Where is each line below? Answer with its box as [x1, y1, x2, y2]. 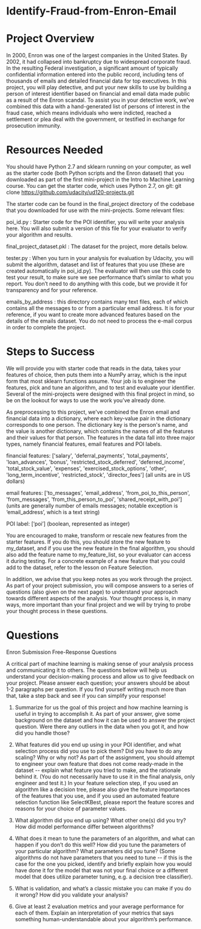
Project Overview [6, 32, 95, 46]
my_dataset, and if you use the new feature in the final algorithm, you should [6, 545, 195, 551]
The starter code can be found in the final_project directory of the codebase [6, 200, 195, 208]
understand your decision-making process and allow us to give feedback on [6, 673, 194, 680]
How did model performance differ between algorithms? [14, 823, 154, 830]
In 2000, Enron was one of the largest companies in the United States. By [6, 52, 188, 59]
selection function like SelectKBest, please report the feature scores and [14, 798, 194, 806]
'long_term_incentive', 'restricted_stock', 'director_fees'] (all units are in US [6, 471, 191, 478]
